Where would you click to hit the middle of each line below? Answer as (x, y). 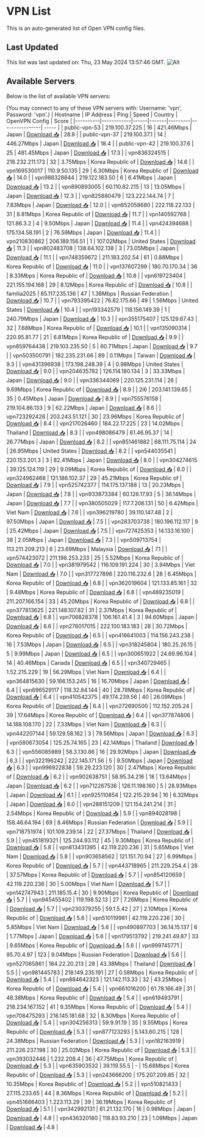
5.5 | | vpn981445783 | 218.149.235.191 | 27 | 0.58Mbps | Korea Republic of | (102, 972)
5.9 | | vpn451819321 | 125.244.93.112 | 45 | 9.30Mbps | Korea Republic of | (100, 840)
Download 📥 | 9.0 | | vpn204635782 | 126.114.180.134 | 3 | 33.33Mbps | (95, 371)
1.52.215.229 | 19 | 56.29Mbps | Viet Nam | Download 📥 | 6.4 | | (86, 672)
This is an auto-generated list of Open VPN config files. (76, 28)
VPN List (29, 11)
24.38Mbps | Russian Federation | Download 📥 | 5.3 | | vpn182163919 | (95, 1040)
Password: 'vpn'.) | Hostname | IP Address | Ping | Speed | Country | (92, 114)
